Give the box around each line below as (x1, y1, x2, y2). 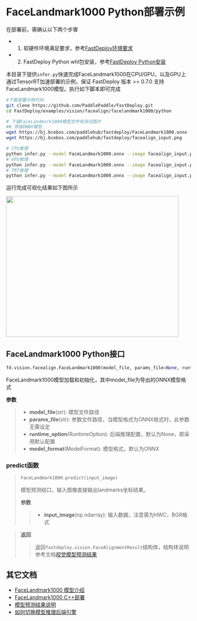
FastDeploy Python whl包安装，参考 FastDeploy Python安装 (23, 58, 166, 65)
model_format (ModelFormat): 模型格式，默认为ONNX (29, 446, 159, 452)
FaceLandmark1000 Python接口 (6, 349, 125, 359)
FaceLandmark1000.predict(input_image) (20, 475, 118, 481)
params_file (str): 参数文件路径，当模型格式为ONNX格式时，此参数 (29, 416, 189, 423)
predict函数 (6, 461, 39, 470)
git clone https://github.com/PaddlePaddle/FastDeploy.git (6, 102, 154, 109)
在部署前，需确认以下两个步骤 (6, 26, 78, 33)
